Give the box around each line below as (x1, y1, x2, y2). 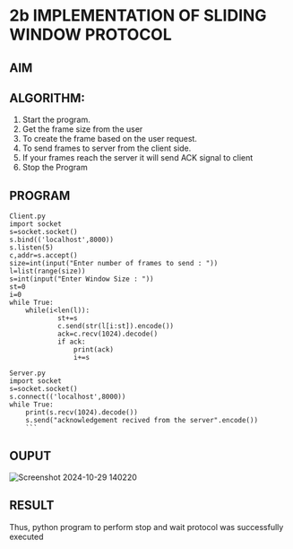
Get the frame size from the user (22, 124, 143, 135)
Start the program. (22, 114, 91, 126)
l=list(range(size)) (9, 266, 87, 276)
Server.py (9, 369, 47, 378)
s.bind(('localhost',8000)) (9, 235, 115, 245)
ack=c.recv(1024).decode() (56, 329, 159, 339)
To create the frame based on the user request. (22, 134, 197, 144)
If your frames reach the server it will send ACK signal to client (22, 152, 254, 163)
